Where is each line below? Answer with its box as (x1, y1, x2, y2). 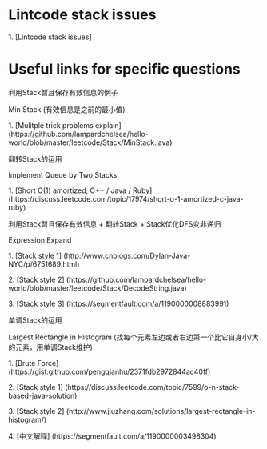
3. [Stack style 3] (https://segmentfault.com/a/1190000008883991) (8, 299, 229, 308)
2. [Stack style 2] (8, 275, 66, 284)
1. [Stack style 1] (8, 251, 62, 260)
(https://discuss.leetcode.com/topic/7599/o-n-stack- (65, 382, 240, 391)
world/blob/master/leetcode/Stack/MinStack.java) (8, 138, 173, 147)
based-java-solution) (8, 391, 78, 400)
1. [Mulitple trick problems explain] (8, 120, 122, 130)
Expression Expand (8, 235, 72, 245)
